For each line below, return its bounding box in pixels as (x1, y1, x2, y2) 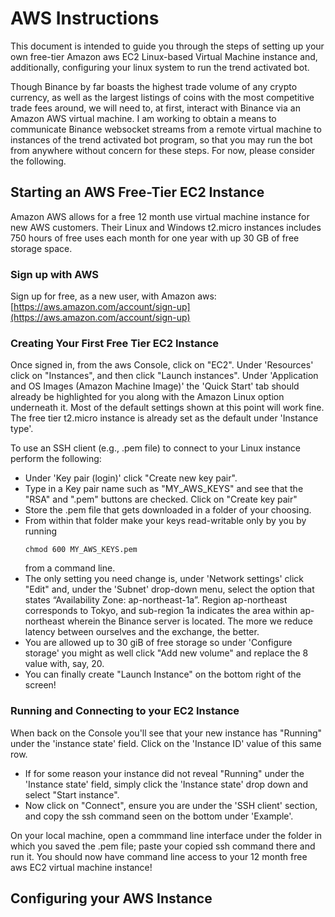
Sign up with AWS (10, 267, 99, 281)
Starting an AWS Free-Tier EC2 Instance (10, 184, 265, 201)
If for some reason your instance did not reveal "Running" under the (24, 767, 305, 779)
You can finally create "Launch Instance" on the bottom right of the (24, 668, 302, 681)
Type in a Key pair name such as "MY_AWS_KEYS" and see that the (24, 483, 304, 495)
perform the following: (10, 453, 102, 465)
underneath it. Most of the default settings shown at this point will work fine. (10, 402, 325, 414)
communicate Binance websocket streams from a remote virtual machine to (10, 123, 322, 135)
